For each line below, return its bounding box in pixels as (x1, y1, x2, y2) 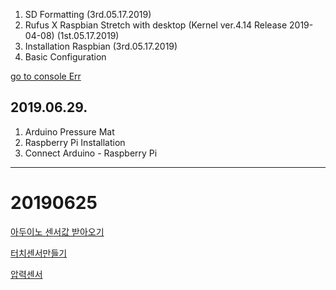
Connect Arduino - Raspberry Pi (24, 147, 158, 159)
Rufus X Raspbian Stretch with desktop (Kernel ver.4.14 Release (24, 19, 288, 31)
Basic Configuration (24, 51, 107, 63)
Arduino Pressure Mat (24, 125, 115, 138)
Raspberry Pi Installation (24, 136, 126, 148)
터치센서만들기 (10, 247, 68, 259)
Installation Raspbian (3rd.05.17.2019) (24, 40, 178, 52)
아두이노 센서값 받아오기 (10, 225, 105, 238)
